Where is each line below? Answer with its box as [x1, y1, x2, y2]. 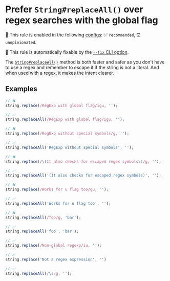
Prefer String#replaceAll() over [5, 4, 143, 15]
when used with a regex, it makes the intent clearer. [5, 70, 114, 76]
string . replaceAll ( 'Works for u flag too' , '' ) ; [5, 201, 111, 206]
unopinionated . [5, 39, 37, 45]
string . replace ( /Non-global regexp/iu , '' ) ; [5, 243, 102, 248]
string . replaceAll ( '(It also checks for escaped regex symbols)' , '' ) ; [5, 173, 161, 178]
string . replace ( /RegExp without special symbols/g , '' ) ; [5, 131, 130, 136]
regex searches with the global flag [5, 14, 158, 26]
